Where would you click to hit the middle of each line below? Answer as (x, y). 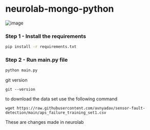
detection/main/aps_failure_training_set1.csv (56, 113)
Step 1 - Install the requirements (46, 36)
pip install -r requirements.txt (41, 47)
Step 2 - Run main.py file (37, 60)
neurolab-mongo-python (60, 9)
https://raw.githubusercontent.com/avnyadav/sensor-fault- (81, 108)
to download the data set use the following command (61, 99)
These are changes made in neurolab (45, 122)
